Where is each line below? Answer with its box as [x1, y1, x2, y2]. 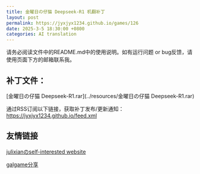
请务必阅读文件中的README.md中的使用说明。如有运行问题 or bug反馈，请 [6, 49, 193, 56]
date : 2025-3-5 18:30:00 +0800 [6, 25, 85, 32]
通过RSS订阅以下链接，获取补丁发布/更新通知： [6, 105, 125, 112]
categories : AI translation [6, 31, 77, 37]
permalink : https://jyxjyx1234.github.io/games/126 [6, 20, 139, 26]
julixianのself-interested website [6, 148, 86, 155]
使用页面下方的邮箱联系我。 [6, 56, 75, 63]
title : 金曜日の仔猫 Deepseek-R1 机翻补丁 [6, 8, 105, 15]
